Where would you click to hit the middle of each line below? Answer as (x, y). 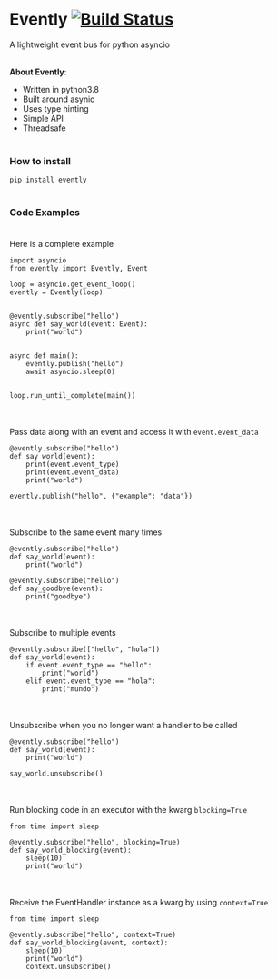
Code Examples (45, 213)
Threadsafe (44, 128)
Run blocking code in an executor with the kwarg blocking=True (129, 809)
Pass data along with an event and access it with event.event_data (134, 431)
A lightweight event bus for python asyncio (90, 44)
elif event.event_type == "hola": (91, 681)
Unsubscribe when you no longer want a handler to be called (124, 725)
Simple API (43, 118)
